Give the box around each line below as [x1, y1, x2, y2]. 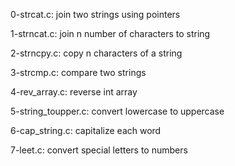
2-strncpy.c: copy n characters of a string [10, 47, 183, 59]
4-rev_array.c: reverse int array [10, 86, 138, 98]
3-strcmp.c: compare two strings [10, 67, 147, 78]
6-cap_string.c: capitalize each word [10, 125, 162, 136]
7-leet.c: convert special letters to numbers [10, 144, 188, 156]
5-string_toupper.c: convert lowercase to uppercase [10, 105, 225, 117]
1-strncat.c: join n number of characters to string [10, 28, 211, 39]
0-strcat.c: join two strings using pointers [10, 9, 181, 20]
